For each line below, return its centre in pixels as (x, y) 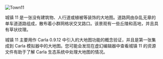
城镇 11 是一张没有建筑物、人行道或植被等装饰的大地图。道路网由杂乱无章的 (81, 17)
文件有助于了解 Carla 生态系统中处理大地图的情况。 (56, 52)
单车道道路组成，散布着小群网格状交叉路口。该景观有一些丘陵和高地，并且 (80, 23)
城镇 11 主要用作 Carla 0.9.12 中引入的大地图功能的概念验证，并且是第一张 (78, 40)
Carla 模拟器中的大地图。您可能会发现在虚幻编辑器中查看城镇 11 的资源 (85, 46)
